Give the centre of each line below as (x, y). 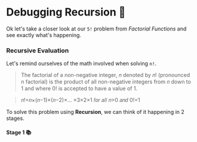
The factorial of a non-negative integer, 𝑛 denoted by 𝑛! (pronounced (105, 75)
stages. (16, 118)
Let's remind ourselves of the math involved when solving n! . (81, 64)
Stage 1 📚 (19, 132)
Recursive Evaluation (38, 50)
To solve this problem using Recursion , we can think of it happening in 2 (96, 112)
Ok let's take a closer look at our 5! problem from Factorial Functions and (96, 29)
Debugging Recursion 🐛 (66, 12)
